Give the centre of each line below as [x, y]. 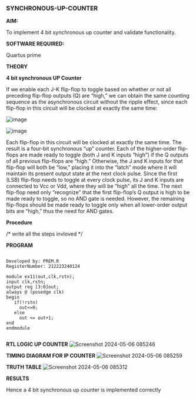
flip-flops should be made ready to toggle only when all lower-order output [97, 205]
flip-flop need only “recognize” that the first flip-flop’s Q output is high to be [98, 192]
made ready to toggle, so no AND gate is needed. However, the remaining [95, 199]
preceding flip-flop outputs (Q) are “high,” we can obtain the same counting [98, 96]
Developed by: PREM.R [33, 261]
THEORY [17, 66]
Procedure [19, 222]
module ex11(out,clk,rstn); [41, 277]
